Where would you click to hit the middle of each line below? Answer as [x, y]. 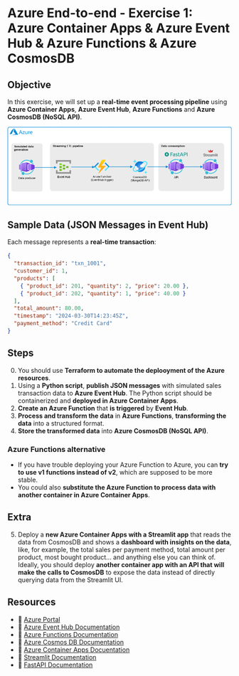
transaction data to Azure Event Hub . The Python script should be [115, 393]
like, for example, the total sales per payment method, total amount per [121, 549]
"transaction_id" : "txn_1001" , [60, 264]
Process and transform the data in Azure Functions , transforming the [122, 416]
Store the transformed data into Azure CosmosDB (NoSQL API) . [113, 431]
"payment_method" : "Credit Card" [63, 324]
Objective [30, 84]
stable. [27, 480]
